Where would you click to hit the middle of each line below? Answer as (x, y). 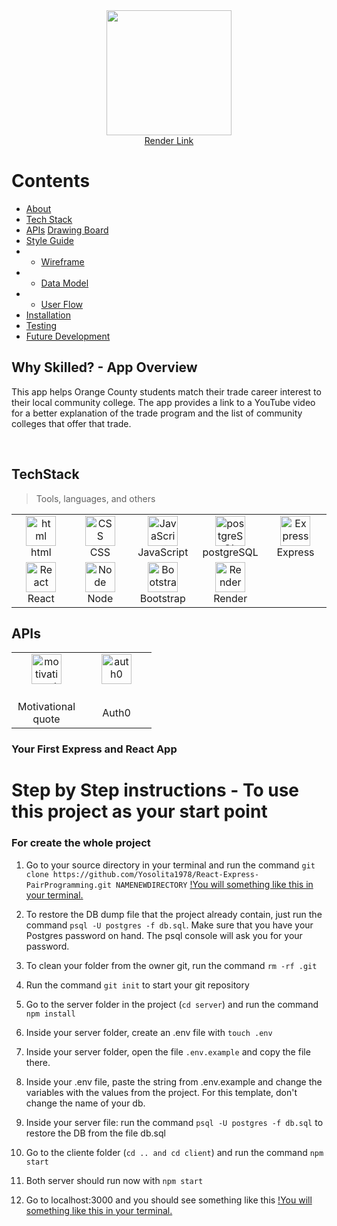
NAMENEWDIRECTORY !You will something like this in (214, 884)
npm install (50, 1014)
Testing (41, 325)
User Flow (62, 304)
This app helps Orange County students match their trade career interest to (166, 391)
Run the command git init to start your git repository (137, 985)
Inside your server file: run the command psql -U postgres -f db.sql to (174, 1122)
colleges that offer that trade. (71, 423)
